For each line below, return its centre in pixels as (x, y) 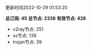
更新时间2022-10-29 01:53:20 (36, 7)
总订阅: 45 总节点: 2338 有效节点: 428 (46, 18)
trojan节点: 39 (27, 42)
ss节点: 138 (24, 35)
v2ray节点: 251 (28, 29)
